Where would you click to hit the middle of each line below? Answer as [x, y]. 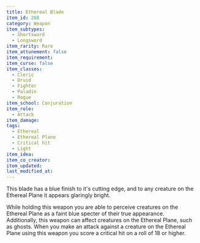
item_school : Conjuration [39, 103]
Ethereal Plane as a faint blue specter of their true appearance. [85, 214]
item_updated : [24, 166]
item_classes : [24, 69]
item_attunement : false [37, 52]
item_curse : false [30, 63]
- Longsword [27, 40]
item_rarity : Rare [30, 47]
